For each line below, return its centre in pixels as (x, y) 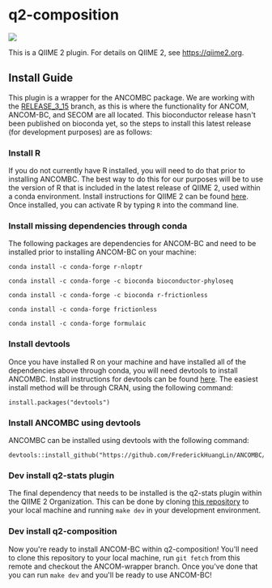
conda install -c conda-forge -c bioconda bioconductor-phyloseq (121, 281)
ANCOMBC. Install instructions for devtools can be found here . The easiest (134, 379)
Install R (24, 153)
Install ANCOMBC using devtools (75, 423)
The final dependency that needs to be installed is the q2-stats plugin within (135, 493)
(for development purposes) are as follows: (80, 132)
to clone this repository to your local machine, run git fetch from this (124, 557)
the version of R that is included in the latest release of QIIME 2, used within (134, 188)
